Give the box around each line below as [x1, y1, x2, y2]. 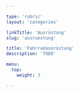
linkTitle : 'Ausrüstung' [6, 30, 67, 36]
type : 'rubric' [6, 13, 43, 19]
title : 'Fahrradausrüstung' [6, 45, 75, 51]
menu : [6, 62, 19, 68]
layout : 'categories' [6, 19, 59, 25]
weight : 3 [16, 72, 41, 78]
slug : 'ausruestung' [6, 35, 57, 41]
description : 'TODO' [6, 51, 57, 57]
